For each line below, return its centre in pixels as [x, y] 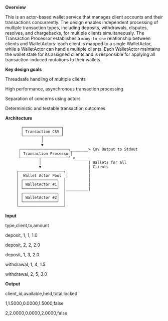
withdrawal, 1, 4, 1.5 [26, 264]
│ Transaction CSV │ [42, 132]
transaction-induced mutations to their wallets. [53, 60]
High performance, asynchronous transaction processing [64, 89]
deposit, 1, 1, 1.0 [21, 235]
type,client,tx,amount [27, 225]
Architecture [19, 118]
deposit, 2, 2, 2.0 [23, 245]
